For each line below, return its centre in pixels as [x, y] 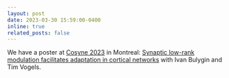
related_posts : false [39, 33]
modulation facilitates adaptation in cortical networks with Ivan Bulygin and [115, 60]
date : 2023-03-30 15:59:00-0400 [54, 20]
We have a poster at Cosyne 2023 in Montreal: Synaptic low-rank [101, 52]
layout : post [26, 13]
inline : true [26, 26]
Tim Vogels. [24, 67]
